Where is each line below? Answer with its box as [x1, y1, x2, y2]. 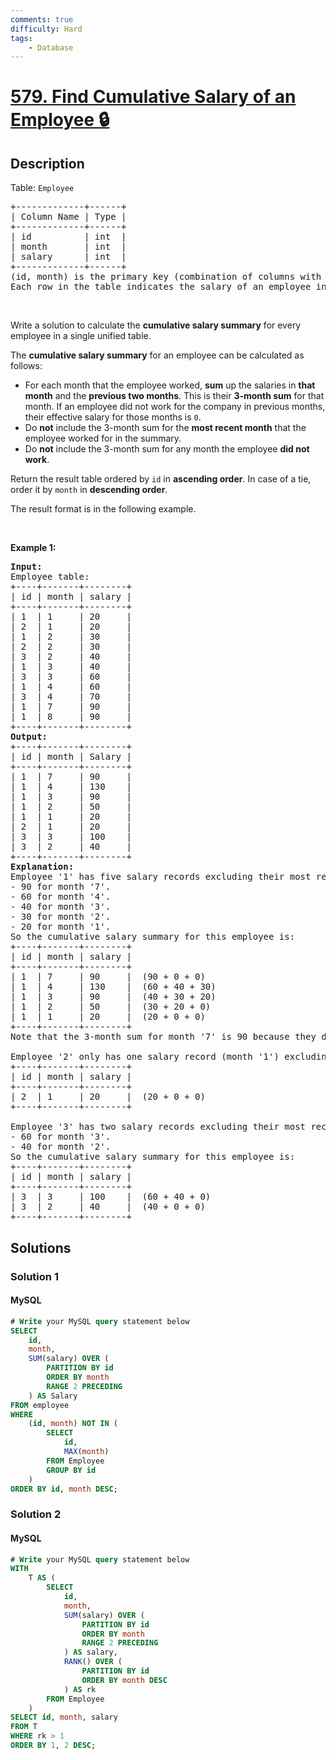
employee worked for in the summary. [24, 432, 182, 445]
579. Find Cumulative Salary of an [10, 86, 297, 108]
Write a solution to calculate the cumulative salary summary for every [10, 319, 302, 331]
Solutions [10, 1239, 72, 1256]
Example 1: [10, 542, 57, 554]
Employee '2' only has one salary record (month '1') [10, 1051, 280, 1063]
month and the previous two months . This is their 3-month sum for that [24, 390, 325, 402]
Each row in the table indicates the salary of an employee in [10, 281, 327, 293]
